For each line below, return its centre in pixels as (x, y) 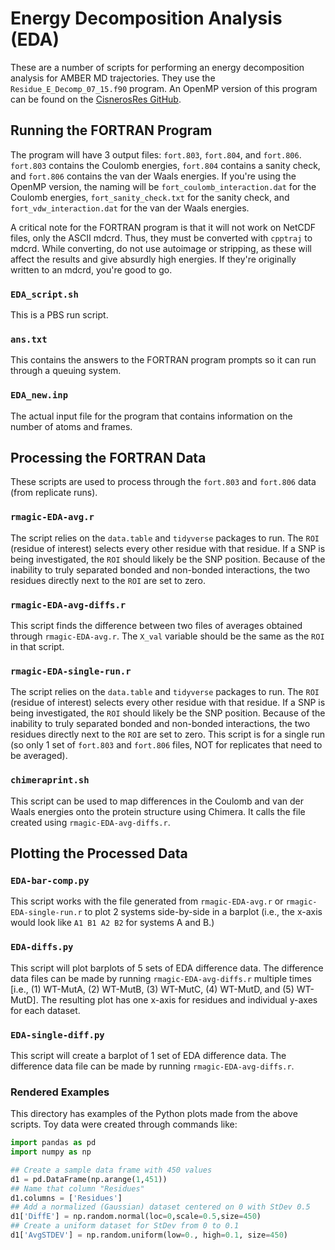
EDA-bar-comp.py (50, 880)
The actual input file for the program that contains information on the (151, 416)
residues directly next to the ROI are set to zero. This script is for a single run (168, 734)
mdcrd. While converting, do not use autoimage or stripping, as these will (161, 248)
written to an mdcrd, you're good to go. (91, 269)
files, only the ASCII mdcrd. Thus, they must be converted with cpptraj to (161, 238)
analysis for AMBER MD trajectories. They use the (113, 78)
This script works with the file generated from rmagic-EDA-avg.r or (147, 901)
